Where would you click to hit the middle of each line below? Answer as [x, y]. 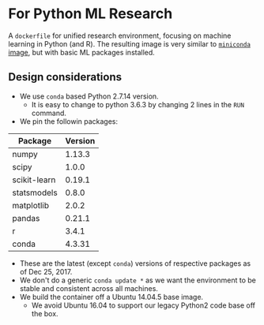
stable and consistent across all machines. [89, 288]
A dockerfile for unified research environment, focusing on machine [120, 35]
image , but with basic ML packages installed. [82, 52]
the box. [45, 313]
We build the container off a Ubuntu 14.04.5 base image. [111, 297]
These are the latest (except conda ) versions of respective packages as [135, 263]
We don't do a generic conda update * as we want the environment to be [138, 280]
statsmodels [35, 192]
